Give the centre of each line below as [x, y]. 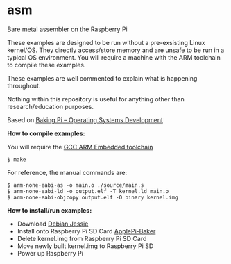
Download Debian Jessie [53, 224]
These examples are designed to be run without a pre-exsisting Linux [106, 42]
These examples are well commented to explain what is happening [102, 78]
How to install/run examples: [50, 210]
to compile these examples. [46, 65]
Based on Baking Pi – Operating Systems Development [85, 119]
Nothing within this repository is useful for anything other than [96, 99]
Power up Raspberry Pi [50, 253]
